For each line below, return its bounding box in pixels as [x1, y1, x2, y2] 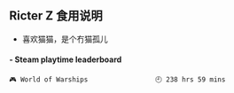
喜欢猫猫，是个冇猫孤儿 [21, 34, 108, 44]
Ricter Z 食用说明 [9, 8, 104, 24]
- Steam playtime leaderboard [9, 54, 122, 65]
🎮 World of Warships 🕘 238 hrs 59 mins [9, 75, 226, 84]
